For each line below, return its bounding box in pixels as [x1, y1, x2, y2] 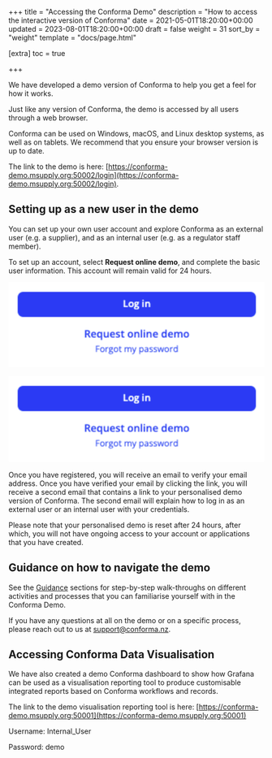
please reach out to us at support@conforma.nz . [8, 624, 171, 634]
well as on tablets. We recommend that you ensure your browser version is [8, 137, 258, 147]
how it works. [8, 89, 54, 98]
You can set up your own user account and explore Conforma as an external [8, 223, 264, 234]
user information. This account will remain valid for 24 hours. [8, 266, 213, 275]
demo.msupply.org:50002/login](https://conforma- [8, 171, 179, 180]
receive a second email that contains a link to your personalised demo [8, 487, 243, 496]
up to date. [8, 146, 45, 155]
